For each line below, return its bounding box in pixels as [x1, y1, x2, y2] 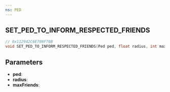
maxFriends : [12, 82, 40, 88]
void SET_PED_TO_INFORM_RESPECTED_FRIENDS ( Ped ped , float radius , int [5, 44, 157, 49]
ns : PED [5, 7, 22, 13]
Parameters [5, 58, 43, 66]
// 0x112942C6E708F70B [5, 39, 53, 44]
